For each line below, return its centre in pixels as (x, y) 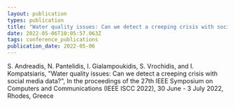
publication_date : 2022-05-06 (51, 46)
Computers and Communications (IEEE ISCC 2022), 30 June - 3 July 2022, (115, 88)
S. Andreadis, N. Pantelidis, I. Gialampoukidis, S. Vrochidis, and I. (101, 66)
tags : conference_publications (53, 40)
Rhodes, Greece (30, 96)
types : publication (36, 20)
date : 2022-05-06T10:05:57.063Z (54, 33)
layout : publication (37, 14)
